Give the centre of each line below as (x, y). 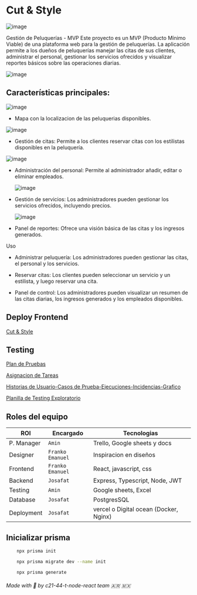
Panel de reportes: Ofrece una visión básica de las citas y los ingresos (99, 228)
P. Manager (25, 443)
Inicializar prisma (38, 538)
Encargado (68, 433)
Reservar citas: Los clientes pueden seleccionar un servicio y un (92, 275)
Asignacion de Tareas (32, 375)
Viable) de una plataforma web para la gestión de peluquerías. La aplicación (98, 44)
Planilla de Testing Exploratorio (43, 398)
